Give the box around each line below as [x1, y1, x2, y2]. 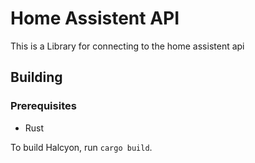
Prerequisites [10, 99, 77, 113]
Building [10, 69, 63, 86]
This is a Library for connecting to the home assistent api [10, 40, 245, 52]
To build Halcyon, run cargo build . [10, 141, 153, 153]
